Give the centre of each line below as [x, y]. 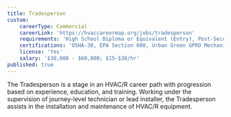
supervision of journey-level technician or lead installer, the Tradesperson [111, 99]
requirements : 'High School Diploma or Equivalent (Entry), [107, 39]
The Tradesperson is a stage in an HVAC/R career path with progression [109, 84]
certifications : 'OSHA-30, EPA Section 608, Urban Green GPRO [110, 45]
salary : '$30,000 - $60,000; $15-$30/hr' [79, 58]
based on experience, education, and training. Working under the [100, 92]
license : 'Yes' [41, 52]
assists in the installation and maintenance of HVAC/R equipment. [100, 106]
